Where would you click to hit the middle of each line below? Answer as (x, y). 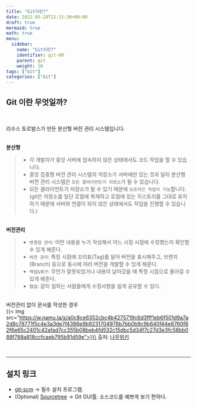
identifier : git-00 (40, 55)
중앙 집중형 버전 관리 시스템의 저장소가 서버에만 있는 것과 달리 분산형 (107, 174)
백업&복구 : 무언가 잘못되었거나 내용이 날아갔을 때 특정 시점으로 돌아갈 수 (110, 271)
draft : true (21, 22)
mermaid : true (23, 28)
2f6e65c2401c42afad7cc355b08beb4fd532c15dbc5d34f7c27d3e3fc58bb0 (97, 330)
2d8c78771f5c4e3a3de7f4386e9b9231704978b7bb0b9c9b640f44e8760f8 (97, 323)
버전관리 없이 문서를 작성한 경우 (42, 305)
